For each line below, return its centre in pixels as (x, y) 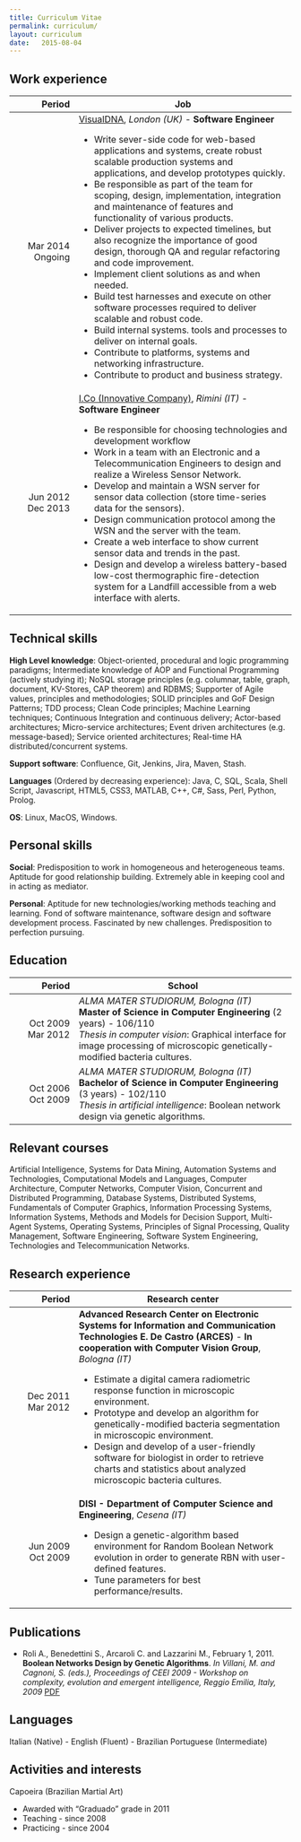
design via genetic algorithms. (142, 1116)
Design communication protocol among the (185, 519)
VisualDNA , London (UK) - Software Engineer (177, 119)
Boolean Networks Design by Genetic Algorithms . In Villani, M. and (149, 1663)
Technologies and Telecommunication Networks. (99, 1246)
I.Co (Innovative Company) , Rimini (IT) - (163, 398)
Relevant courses (59, 1147)
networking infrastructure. (149, 364)
